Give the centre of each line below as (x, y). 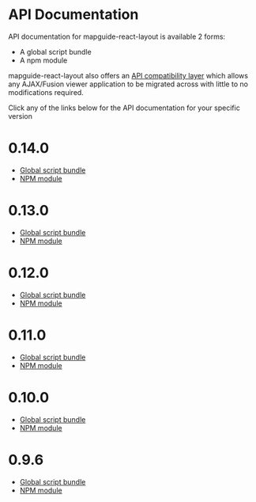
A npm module (43, 60)
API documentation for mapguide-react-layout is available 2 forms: (117, 36)
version (21, 116)
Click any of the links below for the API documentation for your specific (124, 108)
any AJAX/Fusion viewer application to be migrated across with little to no (128, 84)
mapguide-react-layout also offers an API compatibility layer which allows (128, 75)
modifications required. (46, 92)
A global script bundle (56, 51)
